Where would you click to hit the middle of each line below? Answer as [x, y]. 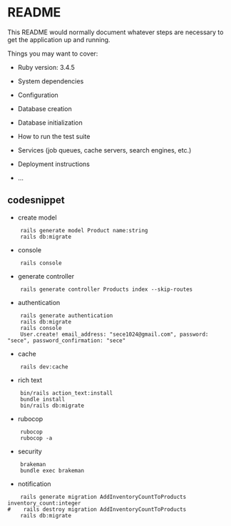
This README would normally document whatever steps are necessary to [115, 32]
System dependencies [51, 81]
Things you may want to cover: [53, 53]
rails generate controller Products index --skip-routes [107, 289]
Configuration [38, 95]
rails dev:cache [45, 367]
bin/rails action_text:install [67, 393]
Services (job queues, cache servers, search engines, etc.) [104, 150]
